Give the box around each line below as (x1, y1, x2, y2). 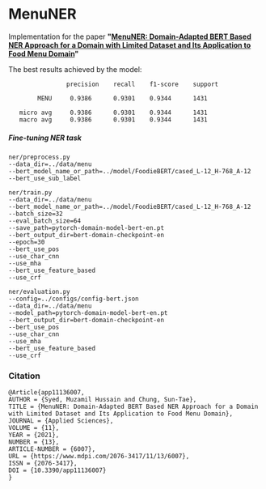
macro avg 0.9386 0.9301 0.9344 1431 (19, 115, 208, 124)
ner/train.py (8, 188, 53, 197)
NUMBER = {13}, (8, 438, 60, 446)
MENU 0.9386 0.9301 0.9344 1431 (37, 94, 208, 102)
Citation (8, 370, 40, 381)
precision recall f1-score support (65, 80, 219, 88)
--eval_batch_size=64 (8, 216, 82, 225)
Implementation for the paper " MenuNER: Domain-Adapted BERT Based (8, 32, 252, 41)
